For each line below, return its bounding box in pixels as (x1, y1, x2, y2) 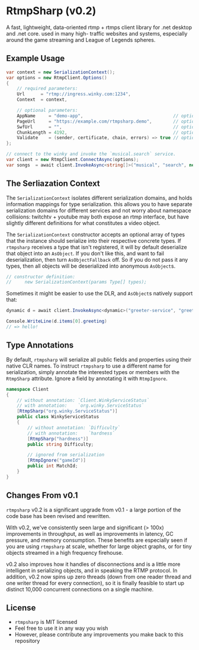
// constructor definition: (6, 273, 76, 279)
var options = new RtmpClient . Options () (6, 75, 108, 81)
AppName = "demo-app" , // (17, 112, 179, 119)
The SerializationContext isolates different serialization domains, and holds (6, 194, 192, 201)
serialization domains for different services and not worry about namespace (6, 207, 191, 214)
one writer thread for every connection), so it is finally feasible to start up (6, 579, 185, 587)
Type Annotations (6, 340, 74, 350)
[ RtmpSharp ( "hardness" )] (27, 436, 89, 442)
